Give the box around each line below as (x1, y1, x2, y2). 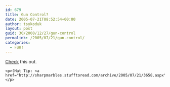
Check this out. (5, 58, 37, 64)
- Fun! (10, 45, 24, 50)
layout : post (5, 26, 33, 31)
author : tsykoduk (5, 21, 42, 27)
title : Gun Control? (5, 12, 49, 17)
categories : (5, 40, 30, 45)
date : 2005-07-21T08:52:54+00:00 (5, 17, 76, 22)
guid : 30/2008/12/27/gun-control (5, 31, 76, 36)
